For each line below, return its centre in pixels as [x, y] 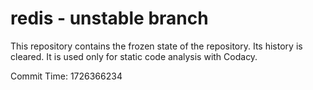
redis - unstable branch [109, 18]
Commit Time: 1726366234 [66, 76]
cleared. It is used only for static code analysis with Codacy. [134, 56]
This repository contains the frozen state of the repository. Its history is [156, 46]
